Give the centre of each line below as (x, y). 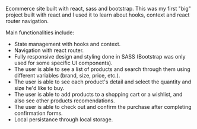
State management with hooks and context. (67, 44)
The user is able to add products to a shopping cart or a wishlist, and (98, 94)
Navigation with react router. (49, 50)
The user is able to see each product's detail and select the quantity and (103, 82)
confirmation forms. (38, 113)
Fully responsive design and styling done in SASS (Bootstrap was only (100, 57)
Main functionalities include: (40, 33)
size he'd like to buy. (39, 88)
